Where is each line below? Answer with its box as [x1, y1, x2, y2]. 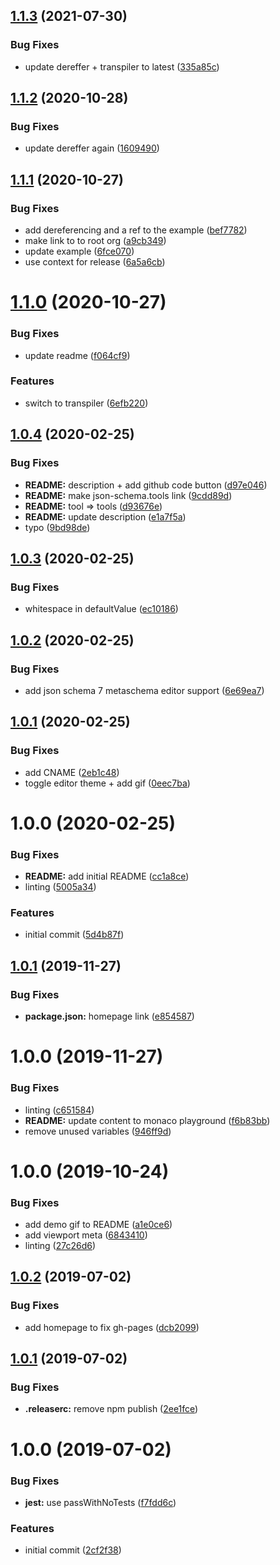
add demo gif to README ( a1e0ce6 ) [24, 1219, 173, 1231]
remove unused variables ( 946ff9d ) [24, 1125, 172, 1137]
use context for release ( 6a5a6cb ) [24, 256, 166, 268]
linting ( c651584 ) [24, 1104, 95, 1116]
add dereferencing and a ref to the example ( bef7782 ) [24, 224, 248, 236]
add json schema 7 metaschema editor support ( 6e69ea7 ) [24, 684, 265, 696]
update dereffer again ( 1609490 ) [24, 142, 160, 154]
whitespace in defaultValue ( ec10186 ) [24, 603, 179, 615]
